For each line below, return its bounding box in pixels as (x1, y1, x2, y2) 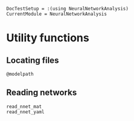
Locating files (6, 55, 59, 65)
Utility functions (6, 31, 90, 45)
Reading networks (6, 88, 77, 98)
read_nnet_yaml (6, 109, 45, 115)
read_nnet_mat (6, 103, 42, 110)
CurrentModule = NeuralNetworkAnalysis (6, 11, 107, 17)
